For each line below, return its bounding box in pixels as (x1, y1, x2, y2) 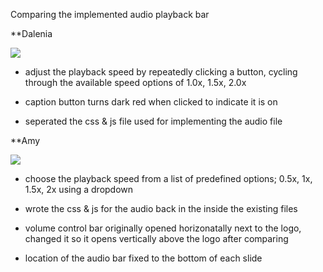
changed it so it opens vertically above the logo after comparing (24, 233, 289, 244)
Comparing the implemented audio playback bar (10, 9, 210, 20)
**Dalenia (10, 28, 53, 39)
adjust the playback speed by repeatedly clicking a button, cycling (24, 66, 298, 78)
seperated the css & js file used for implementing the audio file (24, 115, 283, 127)
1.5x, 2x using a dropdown (24, 184, 134, 195)
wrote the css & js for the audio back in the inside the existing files (24, 203, 298, 214)
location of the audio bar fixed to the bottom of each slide (24, 252, 263, 264)
